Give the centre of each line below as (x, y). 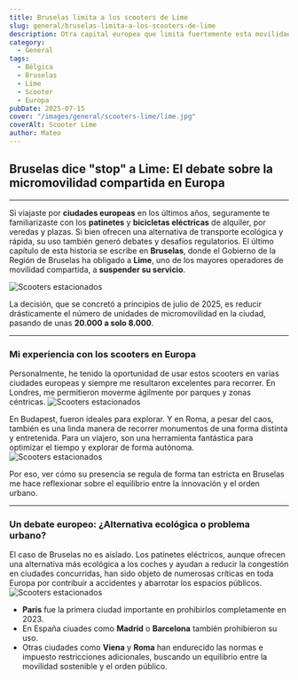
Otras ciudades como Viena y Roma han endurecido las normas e (142, 648)
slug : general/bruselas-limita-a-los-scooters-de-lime (113, 26)
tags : (19, 59)
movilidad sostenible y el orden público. (94, 667)
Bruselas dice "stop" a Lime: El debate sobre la (141, 169)
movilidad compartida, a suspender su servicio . (98, 269)
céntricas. (27, 402)
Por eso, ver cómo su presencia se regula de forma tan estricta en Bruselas (147, 474)
